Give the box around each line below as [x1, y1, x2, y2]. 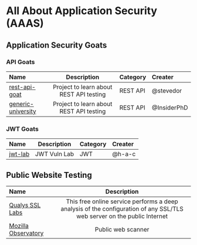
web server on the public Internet [76, 212, 168, 220]
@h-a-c [112, 150, 136, 158]
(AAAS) [6, 16, 44, 30]
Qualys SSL [9, 201, 41, 209]
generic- [9, 100, 34, 108]
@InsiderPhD [151, 103, 188, 111]
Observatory [9, 229, 44, 237]
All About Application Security [6, 4, 157, 18]
